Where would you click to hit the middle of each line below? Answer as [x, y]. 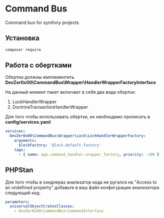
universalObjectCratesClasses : [42, 207]
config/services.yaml [28, 122]
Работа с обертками [38, 65]
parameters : [17, 202]
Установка [22, 38]
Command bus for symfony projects [42, 22]
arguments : [25, 141]
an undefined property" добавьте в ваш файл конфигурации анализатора [82, 187]
